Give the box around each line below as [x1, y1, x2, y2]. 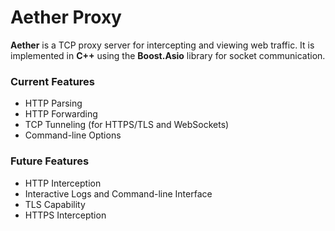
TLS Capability [24, 198, 86, 210]
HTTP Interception [24, 177, 102, 189]
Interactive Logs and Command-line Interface [24, 187, 213, 200]
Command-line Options [24, 129, 122, 141]
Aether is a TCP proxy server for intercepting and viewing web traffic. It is [10, 39, 315, 51]
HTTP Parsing [24, 97, 83, 110]
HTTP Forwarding [24, 108, 98, 120]
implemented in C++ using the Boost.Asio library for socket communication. [10, 49, 326, 61]
